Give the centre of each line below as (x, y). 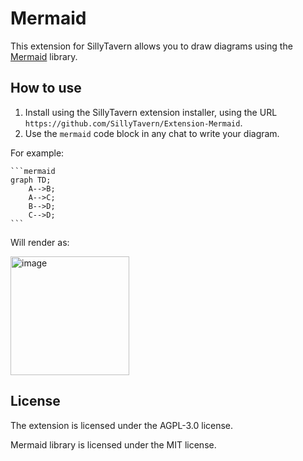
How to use (46, 88)
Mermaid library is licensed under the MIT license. (113, 444)
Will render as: (40, 242)
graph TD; (31, 180)
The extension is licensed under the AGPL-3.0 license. (122, 425)
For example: (37, 153)
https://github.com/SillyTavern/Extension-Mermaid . (133, 123)
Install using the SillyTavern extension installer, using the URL (151, 112)
